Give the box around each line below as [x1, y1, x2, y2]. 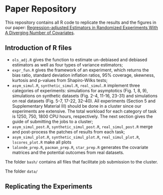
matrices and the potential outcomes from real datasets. [12, 149, 125, 155]
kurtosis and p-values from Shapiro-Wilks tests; [12, 77, 108, 83]
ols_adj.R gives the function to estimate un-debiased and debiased [12, 57, 147, 63]
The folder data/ [5, 168, 38, 174]
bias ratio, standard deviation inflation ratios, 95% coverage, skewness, [12, 72, 155, 78]
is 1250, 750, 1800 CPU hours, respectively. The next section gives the [12, 113, 153, 119]
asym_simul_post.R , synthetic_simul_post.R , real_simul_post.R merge [12, 124, 153, 130]
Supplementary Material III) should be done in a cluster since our [12, 103, 142, 109]
